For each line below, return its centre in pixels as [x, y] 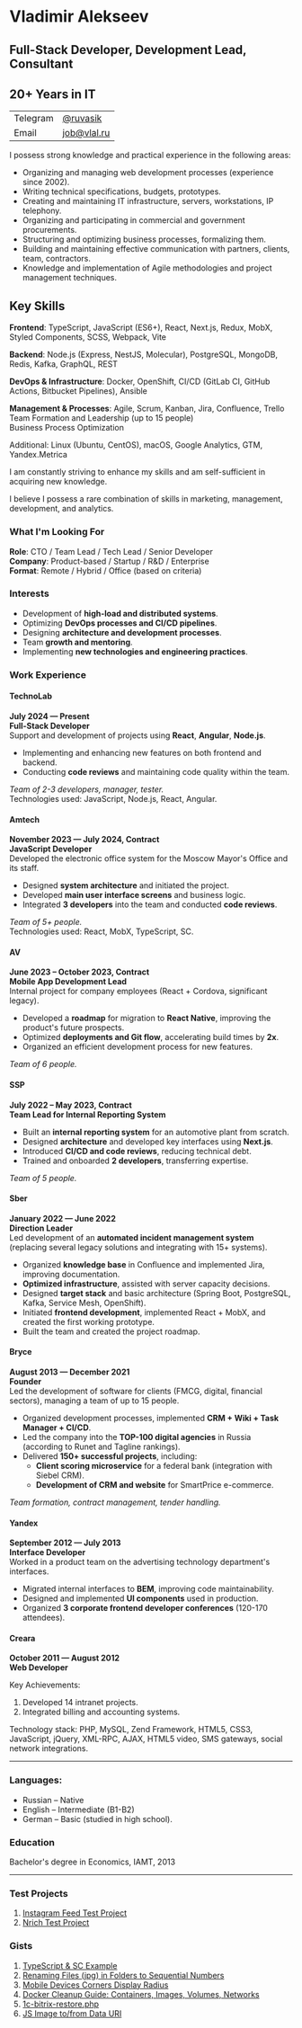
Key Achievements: [45, 1685]
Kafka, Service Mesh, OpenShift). [84, 1303]
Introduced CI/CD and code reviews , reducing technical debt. [137, 1151]
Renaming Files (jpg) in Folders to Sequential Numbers [123, 1975]
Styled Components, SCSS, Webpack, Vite [88, 337]
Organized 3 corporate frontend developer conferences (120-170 [145, 1608]
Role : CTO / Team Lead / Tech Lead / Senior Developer [111, 551]
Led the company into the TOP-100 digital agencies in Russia [137, 1436]
